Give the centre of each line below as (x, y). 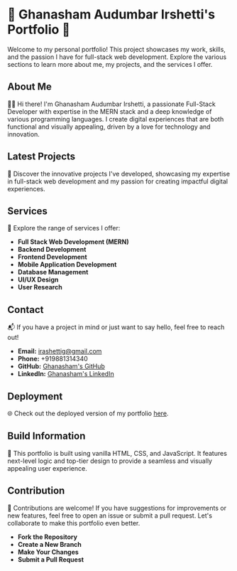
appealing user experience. (47, 468)
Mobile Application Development (67, 265)
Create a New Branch (49, 544)
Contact (26, 310)
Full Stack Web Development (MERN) (73, 242)
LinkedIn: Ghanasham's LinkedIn (66, 374)
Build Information (46, 436)
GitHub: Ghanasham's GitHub (61, 366)
